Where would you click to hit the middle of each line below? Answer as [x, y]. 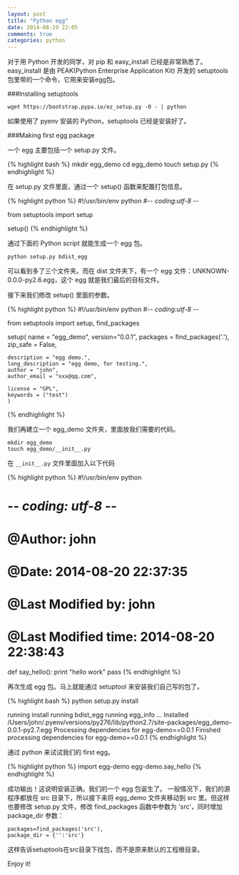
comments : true [30, 34]
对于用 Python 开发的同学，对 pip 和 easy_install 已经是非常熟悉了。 [107, 62]
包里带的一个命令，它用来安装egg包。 [63, 80]
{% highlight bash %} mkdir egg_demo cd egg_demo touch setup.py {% [113, 164]
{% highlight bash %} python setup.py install [73, 701]
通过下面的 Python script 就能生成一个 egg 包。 [77, 243]
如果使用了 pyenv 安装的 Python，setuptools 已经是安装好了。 [99, 121]
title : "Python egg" [38, 21]
